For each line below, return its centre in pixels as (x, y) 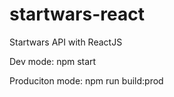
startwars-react (77, 14)
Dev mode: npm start (53, 61)
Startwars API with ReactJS (66, 42)
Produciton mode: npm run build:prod (86, 80)
